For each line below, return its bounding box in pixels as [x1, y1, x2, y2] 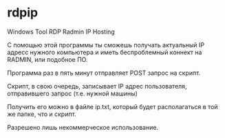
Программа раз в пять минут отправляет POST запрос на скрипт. [7, 69, 201, 77]
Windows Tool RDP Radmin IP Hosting [7, 27, 115, 36]
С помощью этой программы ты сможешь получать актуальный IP [7, 41, 205, 49]
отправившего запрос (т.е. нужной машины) [7, 89, 138, 97]
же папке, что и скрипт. [7, 110, 77, 118]
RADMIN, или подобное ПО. [7, 55, 88, 63]
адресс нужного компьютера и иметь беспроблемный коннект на [7, 48, 202, 56]
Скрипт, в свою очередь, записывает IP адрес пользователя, [7, 82, 187, 90]
